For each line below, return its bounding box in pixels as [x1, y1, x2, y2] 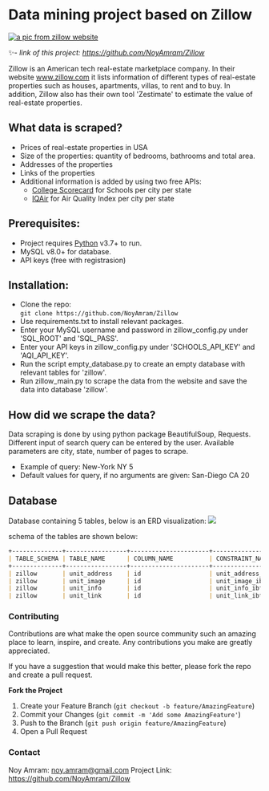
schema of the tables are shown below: [8, 532, 139, 541]
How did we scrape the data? [8, 408, 156, 422]
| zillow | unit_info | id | [8, 584, 214, 593]
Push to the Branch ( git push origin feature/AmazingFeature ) [19, 718, 227, 728]
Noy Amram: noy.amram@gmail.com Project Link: [8, 765, 172, 775]
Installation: [8, 278, 70, 292]
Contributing [8, 611, 59, 623]
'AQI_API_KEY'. [19, 351, 70, 360]
